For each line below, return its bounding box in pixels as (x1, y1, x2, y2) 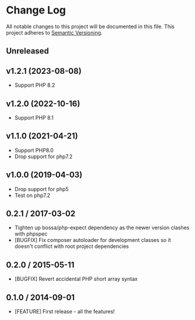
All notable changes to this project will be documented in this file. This (6, 23, 175, 30)
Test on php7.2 (14, 192, 51, 199)
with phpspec (14, 230, 48, 237)
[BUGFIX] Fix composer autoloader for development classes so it (14, 237, 171, 244)
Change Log (6, 4, 66, 17)
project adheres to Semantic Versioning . (6, 29, 103, 36)
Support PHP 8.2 (14, 81, 55, 88)
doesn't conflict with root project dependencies (14, 243, 130, 250)
